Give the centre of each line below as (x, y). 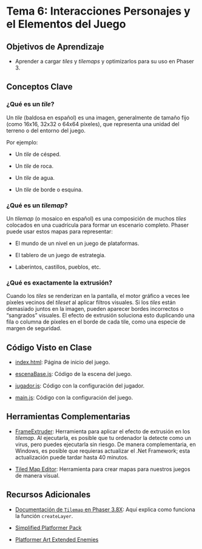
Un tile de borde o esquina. (49, 189)
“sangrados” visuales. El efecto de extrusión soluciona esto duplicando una (101, 316)
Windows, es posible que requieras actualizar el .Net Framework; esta (103, 451)
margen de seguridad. (34, 328)
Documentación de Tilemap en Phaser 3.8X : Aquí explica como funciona (105, 509)
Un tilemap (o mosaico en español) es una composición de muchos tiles (96, 218)
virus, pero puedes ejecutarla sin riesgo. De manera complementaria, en (105, 444)
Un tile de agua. (35, 177)
